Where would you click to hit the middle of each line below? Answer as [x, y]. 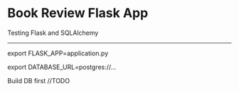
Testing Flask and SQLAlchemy [53, 33]
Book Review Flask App [78, 13]
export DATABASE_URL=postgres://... [62, 67]
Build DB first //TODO [38, 80]
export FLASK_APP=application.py [58, 53]
